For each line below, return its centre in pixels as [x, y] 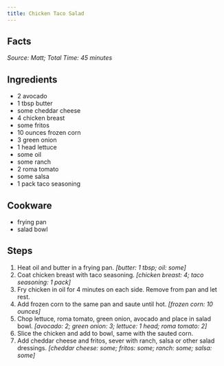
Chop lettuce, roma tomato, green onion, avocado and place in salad [114, 319]
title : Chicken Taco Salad [46, 13]
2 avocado [32, 96]
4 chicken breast [41, 118]
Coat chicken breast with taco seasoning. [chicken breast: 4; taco [110, 274]
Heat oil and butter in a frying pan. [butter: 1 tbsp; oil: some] [102, 267]
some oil [29, 155]
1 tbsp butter [35, 103]
